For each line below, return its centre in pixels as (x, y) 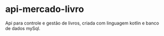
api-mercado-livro (45, 9)
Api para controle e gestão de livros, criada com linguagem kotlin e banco (82, 23)
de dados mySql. (23, 28)
